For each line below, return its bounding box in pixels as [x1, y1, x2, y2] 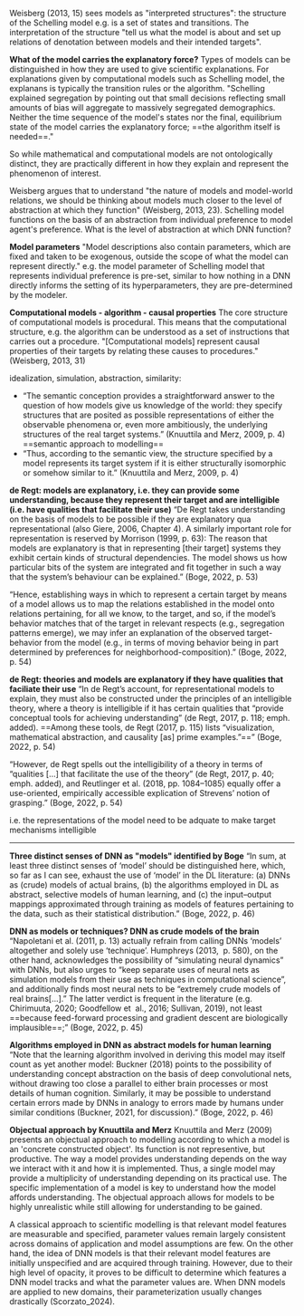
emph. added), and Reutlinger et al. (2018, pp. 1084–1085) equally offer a [9, 778, 281, 789]
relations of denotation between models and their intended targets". [9, 36, 262, 47]
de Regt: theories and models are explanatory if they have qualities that [9, 674, 283, 685]
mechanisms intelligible [9, 824, 97, 835]
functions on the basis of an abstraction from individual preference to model [9, 215, 294, 225]
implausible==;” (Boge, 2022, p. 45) [9, 1023, 144, 1033]
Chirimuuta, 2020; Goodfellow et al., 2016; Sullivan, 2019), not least [9, 1003, 262, 1013]
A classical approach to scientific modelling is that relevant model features [9, 1219, 287, 1230]
